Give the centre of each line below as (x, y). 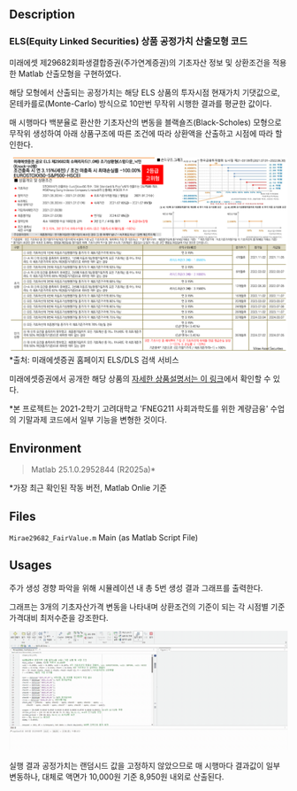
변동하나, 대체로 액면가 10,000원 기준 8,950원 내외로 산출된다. (117, 776)
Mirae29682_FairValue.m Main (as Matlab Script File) (104, 538)
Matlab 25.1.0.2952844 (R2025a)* (93, 469)
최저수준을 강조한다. (74, 617)
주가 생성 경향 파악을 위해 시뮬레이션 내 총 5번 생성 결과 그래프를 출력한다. (136, 587)
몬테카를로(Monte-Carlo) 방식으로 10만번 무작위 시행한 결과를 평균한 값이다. (141, 103)
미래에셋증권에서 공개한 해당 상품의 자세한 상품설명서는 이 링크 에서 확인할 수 (140, 379)
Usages (30, 566)
